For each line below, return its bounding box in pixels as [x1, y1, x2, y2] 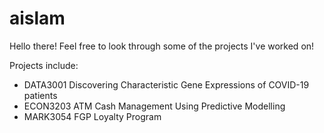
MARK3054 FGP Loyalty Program [23, 110, 162, 122]
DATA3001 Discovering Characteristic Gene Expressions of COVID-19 [23, 78, 310, 91]
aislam [9, 7, 66, 30]
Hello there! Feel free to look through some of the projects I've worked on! [9, 40, 315, 52]
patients [23, 89, 58, 101]
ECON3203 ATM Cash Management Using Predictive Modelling [23, 100, 286, 112]
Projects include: [9, 59, 79, 71]
